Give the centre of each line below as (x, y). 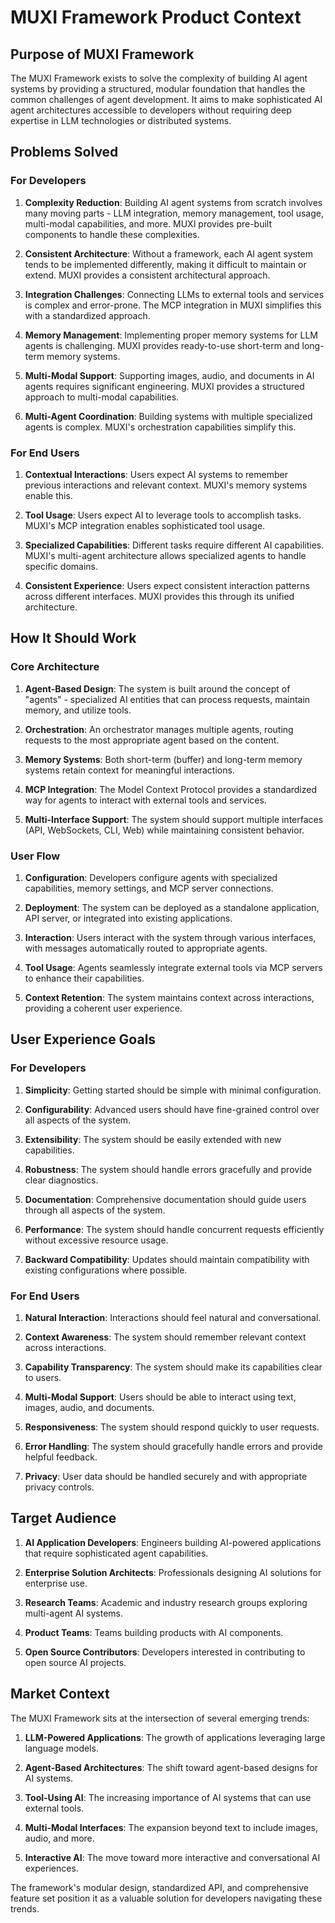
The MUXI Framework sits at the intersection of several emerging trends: (160, 1718)
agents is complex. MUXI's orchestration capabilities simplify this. (160, 427)
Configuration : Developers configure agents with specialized (151, 877)
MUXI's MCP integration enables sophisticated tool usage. (145, 525)
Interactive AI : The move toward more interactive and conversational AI (172, 1857)
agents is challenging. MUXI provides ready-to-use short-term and (162, 345)
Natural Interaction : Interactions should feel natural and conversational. (173, 1317)
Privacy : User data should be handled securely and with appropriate (166, 1476)
